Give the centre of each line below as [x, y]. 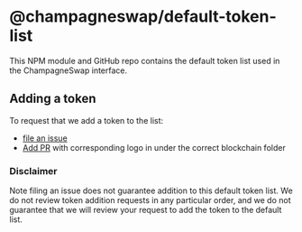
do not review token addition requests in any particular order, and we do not [150, 200]
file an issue [45, 138]
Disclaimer [33, 171]
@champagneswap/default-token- [143, 17]
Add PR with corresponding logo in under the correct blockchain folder [154, 147]
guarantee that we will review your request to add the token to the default [146, 210]
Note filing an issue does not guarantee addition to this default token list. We [151, 190]
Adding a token [53, 99]
